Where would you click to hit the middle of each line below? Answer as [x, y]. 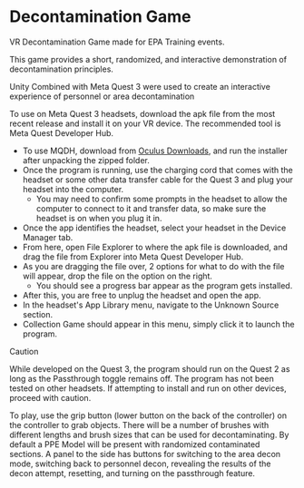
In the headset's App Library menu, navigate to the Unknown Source [151, 305]
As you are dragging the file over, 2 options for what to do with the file [153, 266]
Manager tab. [48, 237]
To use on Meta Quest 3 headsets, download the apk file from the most [142, 113]
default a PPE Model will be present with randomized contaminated [135, 444]
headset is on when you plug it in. [99, 218]
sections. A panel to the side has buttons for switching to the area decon [145, 454]
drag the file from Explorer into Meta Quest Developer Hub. [133, 257]
